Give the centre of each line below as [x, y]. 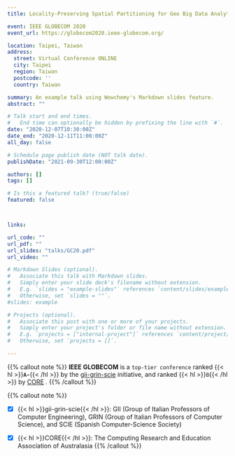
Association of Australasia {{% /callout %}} [79, 446]
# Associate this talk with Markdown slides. [78, 276]
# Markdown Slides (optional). [53, 270]
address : [20, 52]
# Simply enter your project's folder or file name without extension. [117, 328]
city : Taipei [33, 65]
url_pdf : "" [24, 244]
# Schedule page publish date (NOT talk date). [78, 155]
